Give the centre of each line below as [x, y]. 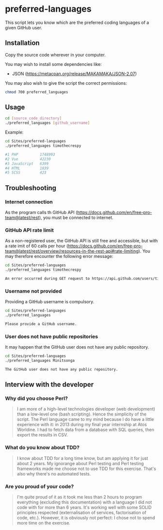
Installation [22, 43]
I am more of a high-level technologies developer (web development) [86, 409]
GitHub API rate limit [30, 230]
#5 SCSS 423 [26, 173]
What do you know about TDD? [42, 448]
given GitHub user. [24, 27]
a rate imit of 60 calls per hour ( [37, 246]
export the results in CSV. [42, 435]
